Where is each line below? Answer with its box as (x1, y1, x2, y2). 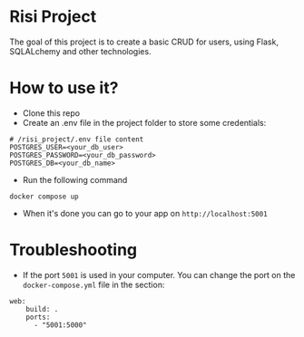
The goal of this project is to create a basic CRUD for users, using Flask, (9, 36, 279, 47)
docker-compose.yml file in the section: (22, 279, 165, 290)
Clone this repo (22, 107, 80, 119)
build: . (25, 304, 59, 313)
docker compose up (9, 192, 79, 201)
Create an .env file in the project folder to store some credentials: (22, 117, 267, 128)
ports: (25, 313, 51, 322)
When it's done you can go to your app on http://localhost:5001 (22, 207, 268, 218)
